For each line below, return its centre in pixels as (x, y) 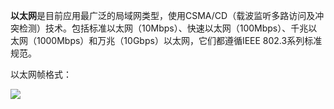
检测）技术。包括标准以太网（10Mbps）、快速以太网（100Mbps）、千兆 (163, 28)
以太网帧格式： (41, 74)
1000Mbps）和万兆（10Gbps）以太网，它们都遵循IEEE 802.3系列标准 (179, 40)
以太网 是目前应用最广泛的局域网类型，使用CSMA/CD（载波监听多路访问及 (163, 15)
